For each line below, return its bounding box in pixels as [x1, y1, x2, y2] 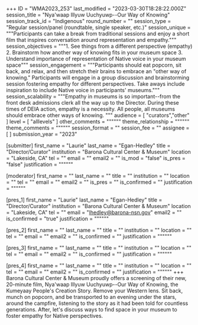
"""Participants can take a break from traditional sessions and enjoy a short [6, 30, 190, 37]
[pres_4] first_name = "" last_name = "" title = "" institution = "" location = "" [6, 262, 192, 269]
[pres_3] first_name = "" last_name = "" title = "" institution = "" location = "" [6, 245, 192, 251]
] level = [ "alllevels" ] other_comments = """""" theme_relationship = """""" [6, 118, 190, 125]
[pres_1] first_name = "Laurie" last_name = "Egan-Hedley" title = [6, 196, 163, 203]
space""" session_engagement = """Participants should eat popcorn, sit [6, 61, 182, 69]
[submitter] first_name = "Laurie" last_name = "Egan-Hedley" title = [6, 142, 171, 149]
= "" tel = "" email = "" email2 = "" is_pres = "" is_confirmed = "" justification [6, 178, 193, 186]
